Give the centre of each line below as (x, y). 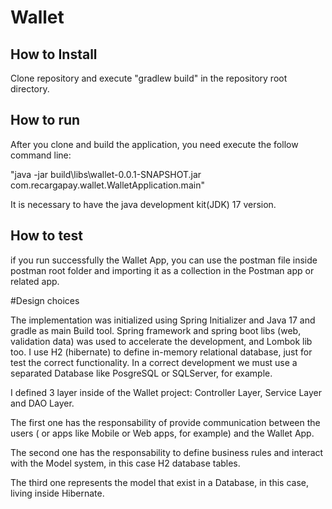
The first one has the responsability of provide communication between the (165, 422)
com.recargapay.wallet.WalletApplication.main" (107, 185)
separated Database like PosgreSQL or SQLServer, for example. (141, 373)
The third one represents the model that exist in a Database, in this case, (159, 482)
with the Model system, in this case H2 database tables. (125, 463)
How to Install (54, 54)
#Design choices (45, 300)
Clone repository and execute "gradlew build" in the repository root (149, 78)
